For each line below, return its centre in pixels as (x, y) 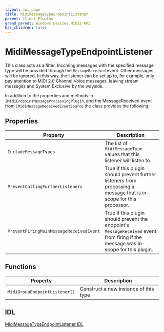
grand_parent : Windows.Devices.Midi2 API (48, 23)
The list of (116, 143)
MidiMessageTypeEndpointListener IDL (44, 324)
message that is (123, 192)
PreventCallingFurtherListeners (45, 187)
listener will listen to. (128, 160)
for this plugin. (137, 249)
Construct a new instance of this (117, 289)
